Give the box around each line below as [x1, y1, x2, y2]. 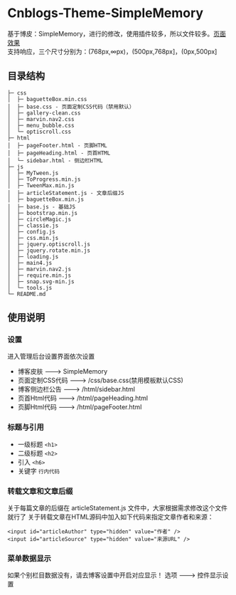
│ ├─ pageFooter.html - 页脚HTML [7, 142, 108, 149]
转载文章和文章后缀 [7, 486, 73, 496]
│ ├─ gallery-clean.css [7, 109, 81, 117]
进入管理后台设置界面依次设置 [7, 352, 95, 361]
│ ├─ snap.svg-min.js [7, 278, 75, 285]
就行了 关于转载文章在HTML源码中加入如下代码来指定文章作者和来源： [7, 512, 214, 521]
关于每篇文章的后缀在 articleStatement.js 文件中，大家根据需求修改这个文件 [7, 504, 227, 512]
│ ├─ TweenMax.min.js [7, 181, 75, 189]
